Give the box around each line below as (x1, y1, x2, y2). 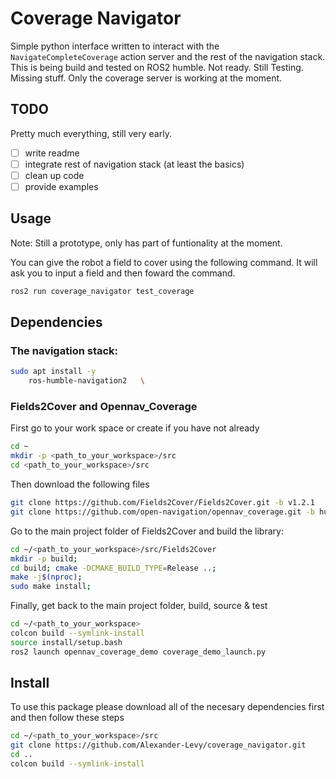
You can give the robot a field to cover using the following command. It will (10, 256, 318, 268)
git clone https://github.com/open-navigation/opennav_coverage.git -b (10, 507, 315, 517)
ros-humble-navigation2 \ (28, 376, 145, 386)
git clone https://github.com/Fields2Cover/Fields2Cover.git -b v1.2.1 (10, 498, 315, 508)
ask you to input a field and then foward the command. (10, 267, 236, 279)
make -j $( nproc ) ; (10, 572, 83, 582)
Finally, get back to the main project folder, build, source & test (10, 600, 268, 612)
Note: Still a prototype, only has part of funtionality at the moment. (10, 237, 283, 249)
